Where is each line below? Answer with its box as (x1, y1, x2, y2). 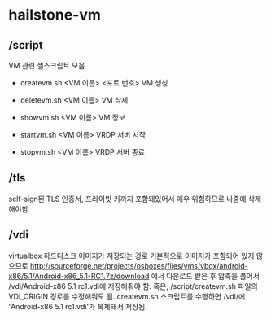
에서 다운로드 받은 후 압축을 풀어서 (151, 271, 260, 281)
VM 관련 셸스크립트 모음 (8, 61, 85, 70)
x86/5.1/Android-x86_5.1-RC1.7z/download (8, 271, 150, 281)
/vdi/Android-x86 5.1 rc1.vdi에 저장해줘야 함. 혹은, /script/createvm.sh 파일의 (8, 281, 258, 291)
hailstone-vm (8, 6, 102, 24)
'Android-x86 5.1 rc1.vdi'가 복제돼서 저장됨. (8, 301, 148, 311)
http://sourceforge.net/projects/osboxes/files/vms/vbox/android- (29, 260, 248, 270)
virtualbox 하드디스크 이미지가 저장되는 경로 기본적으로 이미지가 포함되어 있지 (8, 251, 255, 260)
